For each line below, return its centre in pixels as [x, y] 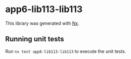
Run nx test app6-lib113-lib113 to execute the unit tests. [66, 51]
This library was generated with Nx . [42, 23]
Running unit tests [35, 39]
